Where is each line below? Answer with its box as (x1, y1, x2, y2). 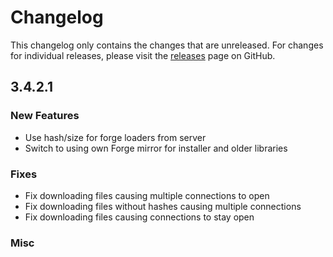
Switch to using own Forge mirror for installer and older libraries (24, 142, 288, 154)
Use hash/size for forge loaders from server (24, 131, 207, 143)
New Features (10, 109, 80, 123)
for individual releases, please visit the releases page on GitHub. (10, 49, 276, 61)
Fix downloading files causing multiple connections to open (24, 189, 270, 201)
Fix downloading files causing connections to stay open (24, 211, 255, 223)
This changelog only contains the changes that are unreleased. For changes (10, 39, 324, 51)
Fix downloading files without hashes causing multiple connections (24, 200, 302, 212)
